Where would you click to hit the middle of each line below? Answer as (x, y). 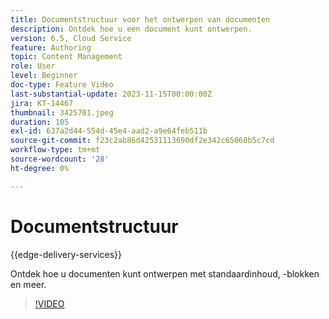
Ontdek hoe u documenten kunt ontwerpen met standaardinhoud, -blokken (165, 273)
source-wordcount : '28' (60, 159)
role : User (33, 66)
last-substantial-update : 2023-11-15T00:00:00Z (111, 94)
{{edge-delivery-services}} (66, 254)
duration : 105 (40, 122)
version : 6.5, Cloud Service (71, 38)
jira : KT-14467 (42, 103)
